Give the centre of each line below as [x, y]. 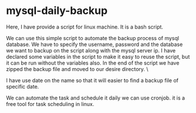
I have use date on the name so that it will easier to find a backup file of [92, 80]
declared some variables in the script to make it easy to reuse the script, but [98, 57]
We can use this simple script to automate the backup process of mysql [93, 38]
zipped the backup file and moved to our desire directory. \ [77, 69]
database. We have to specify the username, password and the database [94, 44]
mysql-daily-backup [57, 11]
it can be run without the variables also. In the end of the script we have [93, 63]
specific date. [23, 86]
